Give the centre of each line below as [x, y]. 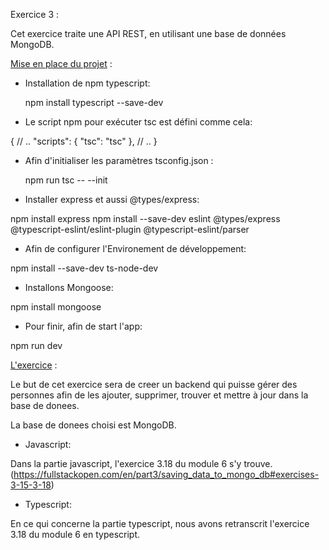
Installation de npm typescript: [87, 83]
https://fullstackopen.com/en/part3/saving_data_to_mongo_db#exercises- [166, 474]
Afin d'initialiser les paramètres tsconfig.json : [119, 160]
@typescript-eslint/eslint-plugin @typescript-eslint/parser [130, 229]
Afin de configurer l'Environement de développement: [135, 248]
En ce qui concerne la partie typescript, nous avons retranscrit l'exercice [160, 523]
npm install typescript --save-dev [94, 102]
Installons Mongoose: [69, 287]
